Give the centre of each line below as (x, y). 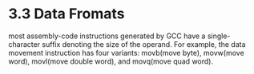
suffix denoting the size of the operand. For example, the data (144, 44)
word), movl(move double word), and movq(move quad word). (111, 61)
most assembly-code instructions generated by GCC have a (107, 36)
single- (219, 36)
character (24, 44)
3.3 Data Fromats (67, 14)
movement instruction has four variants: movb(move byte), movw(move (126, 53)
